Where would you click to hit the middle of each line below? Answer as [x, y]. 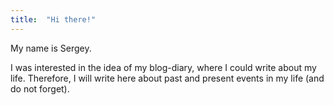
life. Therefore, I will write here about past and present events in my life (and [167, 78]
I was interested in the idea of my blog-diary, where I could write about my [163, 67]
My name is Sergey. [51, 48]
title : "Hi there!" [53, 19]
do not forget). [40, 88]
